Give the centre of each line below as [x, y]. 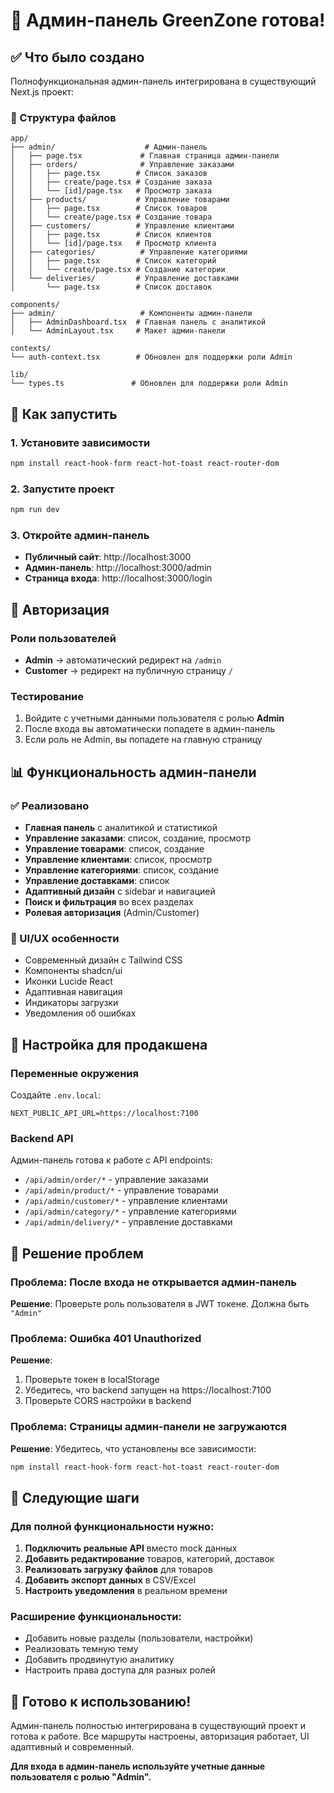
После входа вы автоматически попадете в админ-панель [150, 729]
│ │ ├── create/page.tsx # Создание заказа [111, 182]
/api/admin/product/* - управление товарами [121, 1190]
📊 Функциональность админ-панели [133, 772]
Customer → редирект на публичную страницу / [128, 671]
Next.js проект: [42, 92]
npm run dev [35, 510]
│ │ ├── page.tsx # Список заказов [109, 174]
